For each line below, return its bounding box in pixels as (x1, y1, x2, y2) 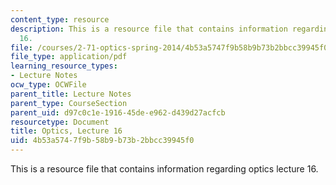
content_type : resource (10, 14, 110, 25)
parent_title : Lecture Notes (10, 89, 132, 99)
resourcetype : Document (10, 117, 110, 127)
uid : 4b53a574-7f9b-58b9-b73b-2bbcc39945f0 (10, 136, 195, 146)
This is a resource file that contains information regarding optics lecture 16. (10, 163, 319, 175)
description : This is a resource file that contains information (10, 24, 288, 34)
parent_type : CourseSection (10, 98, 128, 108)
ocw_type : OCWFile (10, 80, 87, 90)
